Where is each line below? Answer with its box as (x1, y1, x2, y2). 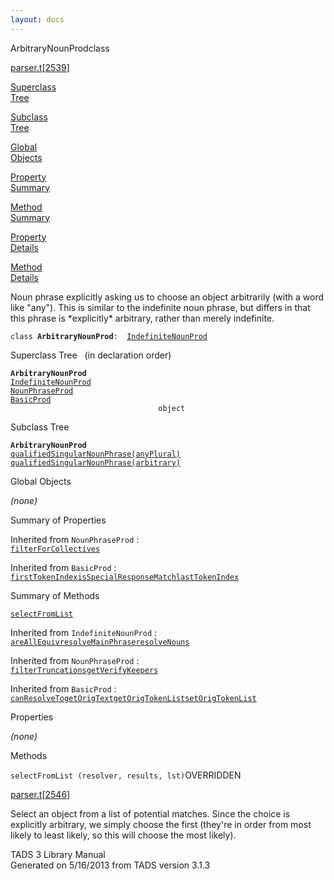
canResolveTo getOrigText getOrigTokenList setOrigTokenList (10, 693, 257, 703)
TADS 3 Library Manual (10, 848, 106, 860)
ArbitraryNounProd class (10, 42, 110, 54)
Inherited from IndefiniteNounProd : (10, 626, 158, 638)
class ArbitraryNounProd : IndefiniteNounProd (10, 331, 208, 341)
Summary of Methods (10, 589, 100, 601)
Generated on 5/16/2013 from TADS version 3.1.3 (10, 859, 211, 871)
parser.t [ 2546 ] (10, 788, 71, 800)
